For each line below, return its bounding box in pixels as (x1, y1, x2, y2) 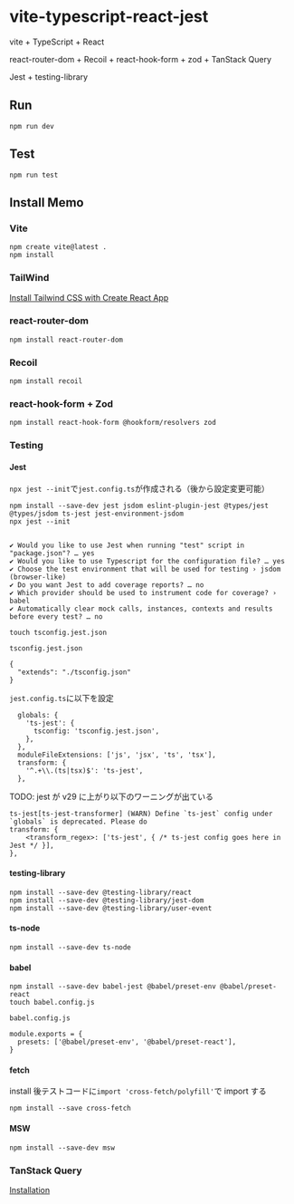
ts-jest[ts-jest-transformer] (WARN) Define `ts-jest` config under (9, 809, 273, 818)
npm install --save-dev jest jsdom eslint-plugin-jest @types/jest (9, 501, 270, 510)
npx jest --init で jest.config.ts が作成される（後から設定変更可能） (9, 483, 270, 494)
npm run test (9, 170, 59, 179)
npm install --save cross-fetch (9, 1103, 131, 1113)
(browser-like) (9, 573, 67, 582)
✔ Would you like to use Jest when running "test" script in (9, 541, 245, 550)
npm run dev (9, 121, 54, 130)
